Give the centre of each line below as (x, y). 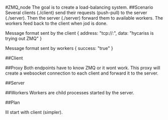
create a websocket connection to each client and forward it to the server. (82, 73)
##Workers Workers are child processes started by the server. (70, 93)
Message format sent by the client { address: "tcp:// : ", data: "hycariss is (79, 33)
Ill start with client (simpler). (34, 112)
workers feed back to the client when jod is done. (57, 23)
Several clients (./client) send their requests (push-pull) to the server (76, 13)
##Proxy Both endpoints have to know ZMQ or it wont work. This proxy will (83, 68)
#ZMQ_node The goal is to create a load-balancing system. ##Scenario (79, 7)
